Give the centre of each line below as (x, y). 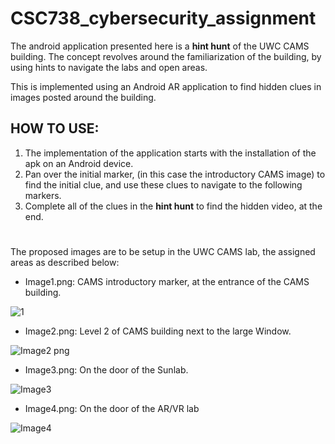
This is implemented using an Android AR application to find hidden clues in (166, 86)
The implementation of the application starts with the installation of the (170, 153)
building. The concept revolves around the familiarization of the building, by (166, 56)
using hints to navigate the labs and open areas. (109, 67)
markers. (43, 195)
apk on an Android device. (79, 163)
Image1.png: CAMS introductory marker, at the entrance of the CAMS (167, 281)
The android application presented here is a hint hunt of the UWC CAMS (160, 46)
